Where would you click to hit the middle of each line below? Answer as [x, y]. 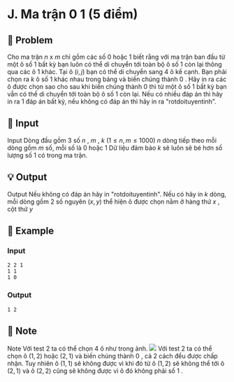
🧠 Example [31, 231]
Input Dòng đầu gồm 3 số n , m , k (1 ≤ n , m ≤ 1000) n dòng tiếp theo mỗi [112, 140]
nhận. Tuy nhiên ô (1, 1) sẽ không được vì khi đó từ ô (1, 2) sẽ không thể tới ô [116, 364]
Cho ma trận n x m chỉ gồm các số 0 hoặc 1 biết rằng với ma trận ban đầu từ [116, 57]
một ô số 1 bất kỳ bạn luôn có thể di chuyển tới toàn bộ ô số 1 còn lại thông [115, 64]
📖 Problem [30, 40]
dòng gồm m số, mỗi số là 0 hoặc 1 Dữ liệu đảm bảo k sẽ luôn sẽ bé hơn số [115, 148]
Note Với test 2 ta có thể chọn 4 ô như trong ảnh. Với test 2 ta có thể [110, 348]
